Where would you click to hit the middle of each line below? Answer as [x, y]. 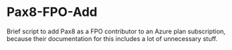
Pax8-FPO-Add [52, 12]
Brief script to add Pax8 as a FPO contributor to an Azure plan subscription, [116, 31]
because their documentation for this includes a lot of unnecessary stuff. [112, 38]
